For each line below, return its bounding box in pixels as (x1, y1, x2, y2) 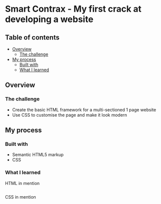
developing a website (5, 14, 94, 25)
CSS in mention (5, 194, 37, 200)
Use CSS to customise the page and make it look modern (12, 112, 127, 118)
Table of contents (5, 33, 60, 41)
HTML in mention (5, 180, 40, 186)
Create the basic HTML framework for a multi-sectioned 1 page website (12, 106, 156, 113)
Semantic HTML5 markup (12, 152, 64, 158)
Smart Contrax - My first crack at (5, 3, 141, 15)
